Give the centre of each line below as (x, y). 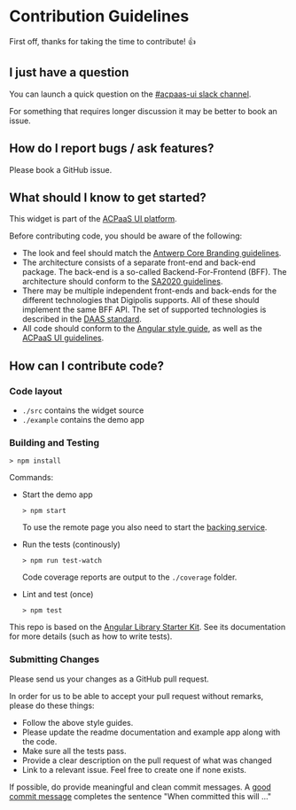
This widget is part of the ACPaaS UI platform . (93, 219)
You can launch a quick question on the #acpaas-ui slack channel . (130, 94)
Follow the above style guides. (78, 722)
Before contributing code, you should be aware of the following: (126, 236)
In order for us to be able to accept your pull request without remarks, (136, 696)
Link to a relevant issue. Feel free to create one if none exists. (134, 769)
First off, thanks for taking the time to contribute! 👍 (103, 41)
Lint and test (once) (58, 595)
